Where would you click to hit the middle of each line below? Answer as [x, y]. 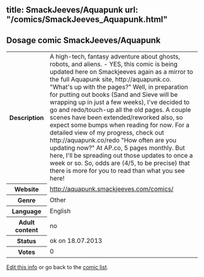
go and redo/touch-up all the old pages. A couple [120, 110]
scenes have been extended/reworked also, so [116, 117]
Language [26, 211]
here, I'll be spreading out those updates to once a [121, 156]
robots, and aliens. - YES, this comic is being [114, 65]
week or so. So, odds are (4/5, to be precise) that [120, 163]
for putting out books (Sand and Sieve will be [114, 95]
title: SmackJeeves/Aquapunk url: [72, 10]
